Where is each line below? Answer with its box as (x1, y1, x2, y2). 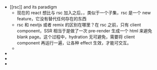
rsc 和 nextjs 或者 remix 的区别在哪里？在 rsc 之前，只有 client (16, 22, 141, 28)
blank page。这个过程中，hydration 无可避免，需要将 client (16, 34, 135, 40)
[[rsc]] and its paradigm (9, 4, 57, 10)
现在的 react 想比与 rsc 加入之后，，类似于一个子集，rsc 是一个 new (16, 10, 151, 15)
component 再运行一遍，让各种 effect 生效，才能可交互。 (16, 40, 132, 45)
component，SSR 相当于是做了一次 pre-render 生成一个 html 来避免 (16, 28, 153, 33)
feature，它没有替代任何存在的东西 (16, 16, 87, 21)
